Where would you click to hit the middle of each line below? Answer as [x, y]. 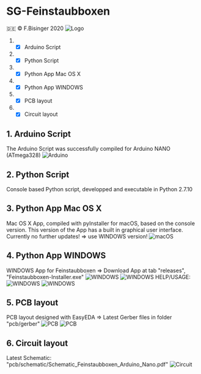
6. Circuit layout [37, 343]
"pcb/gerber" [23, 324]
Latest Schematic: [29, 358]
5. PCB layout [32, 303]
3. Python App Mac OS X [54, 209]
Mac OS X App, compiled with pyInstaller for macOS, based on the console [101, 223]
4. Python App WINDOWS [56, 256]
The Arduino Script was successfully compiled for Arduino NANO [89, 149]
